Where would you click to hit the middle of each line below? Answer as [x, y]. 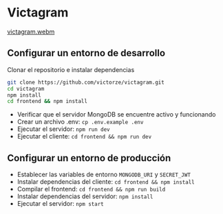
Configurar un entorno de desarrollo [86, 53]
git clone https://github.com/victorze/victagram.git [86, 82]
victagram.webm [31, 32]
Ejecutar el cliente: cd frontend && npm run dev [84, 136]
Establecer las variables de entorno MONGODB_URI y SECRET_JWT [104, 175]
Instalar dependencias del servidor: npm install [85, 196]
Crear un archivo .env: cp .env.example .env [80, 122]
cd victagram [26, 88]
